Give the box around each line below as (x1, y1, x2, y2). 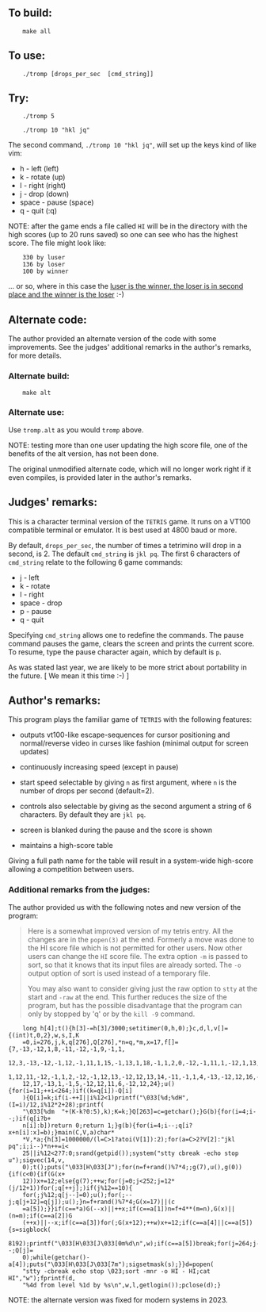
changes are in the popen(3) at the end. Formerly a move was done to (27, 934, 255, 944)
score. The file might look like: (8, 238, 107, 248)
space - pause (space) (19, 198, 94, 207)
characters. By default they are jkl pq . (19, 810, 146, 819)
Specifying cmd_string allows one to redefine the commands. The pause (8, 630, 244, 639)
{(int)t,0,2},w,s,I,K (8, 1031, 80, 1039)
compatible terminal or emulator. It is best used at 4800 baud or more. (8, 525, 237, 535)
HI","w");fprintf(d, (8, 1274, 77, 1282)
